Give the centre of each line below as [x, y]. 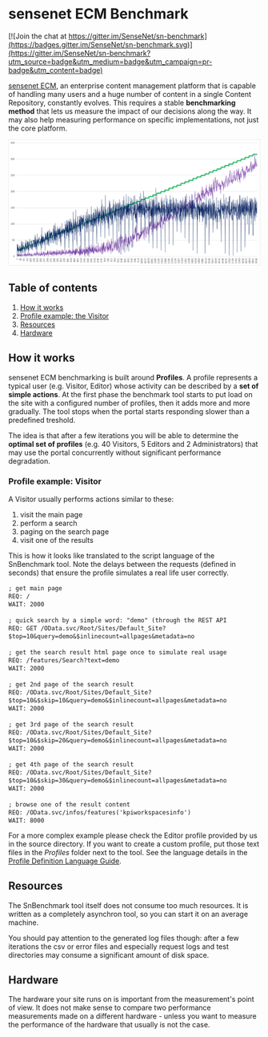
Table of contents [53, 288]
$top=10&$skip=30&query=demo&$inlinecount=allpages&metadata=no [118, 780]
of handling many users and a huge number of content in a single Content [130, 94]
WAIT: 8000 [26, 820]
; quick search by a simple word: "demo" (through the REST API [118, 620]
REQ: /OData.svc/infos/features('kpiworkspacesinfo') [100, 812]
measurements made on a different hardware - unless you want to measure [133, 1016]
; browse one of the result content [69, 804]
